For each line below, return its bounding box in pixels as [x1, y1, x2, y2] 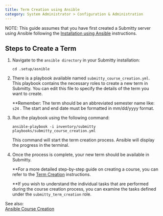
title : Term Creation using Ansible [5, 7, 80, 12]
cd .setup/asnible [12, 67, 50, 72]
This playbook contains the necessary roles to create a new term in [12, 80, 148, 86]
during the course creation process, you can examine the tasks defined [12, 186, 157, 192]
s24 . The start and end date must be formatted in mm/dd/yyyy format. [12, 105, 154, 111]
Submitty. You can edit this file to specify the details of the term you [12, 86, 149, 92]
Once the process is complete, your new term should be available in [12, 152, 149, 157]
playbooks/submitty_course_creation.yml [12, 129, 96, 134]
